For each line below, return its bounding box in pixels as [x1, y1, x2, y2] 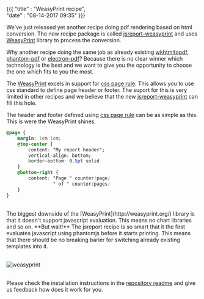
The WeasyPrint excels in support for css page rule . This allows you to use [6, 80, 194, 87]
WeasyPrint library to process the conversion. [6, 37, 122, 44]
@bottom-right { [17, 170, 59, 176]
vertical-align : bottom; [28, 153, 92, 159]
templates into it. [6, 242, 49, 250]
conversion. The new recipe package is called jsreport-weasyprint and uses [6, 30, 197, 37]
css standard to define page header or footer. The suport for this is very [6, 86, 188, 94]
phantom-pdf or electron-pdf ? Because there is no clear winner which [6, 55, 183, 62]
